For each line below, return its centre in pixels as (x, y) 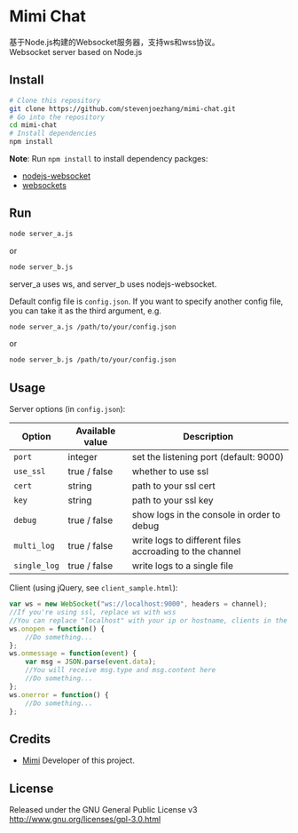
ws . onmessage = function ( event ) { (73, 654)
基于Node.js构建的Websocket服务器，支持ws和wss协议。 (114, 42)
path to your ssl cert (173, 486)
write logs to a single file (182, 566)
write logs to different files (186, 541)
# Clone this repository (55, 100)
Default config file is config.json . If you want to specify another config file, (146, 301)
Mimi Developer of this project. (78, 760)
